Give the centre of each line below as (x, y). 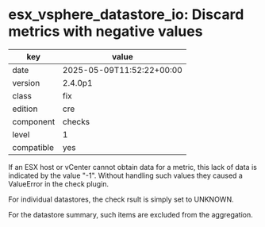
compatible (33, 147)
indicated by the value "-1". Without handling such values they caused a (126, 175)
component (34, 121)
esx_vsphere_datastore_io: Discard (126, 15)
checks (76, 121)
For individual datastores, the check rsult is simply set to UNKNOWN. (121, 199)
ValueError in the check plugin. (59, 183)
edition (25, 109)
